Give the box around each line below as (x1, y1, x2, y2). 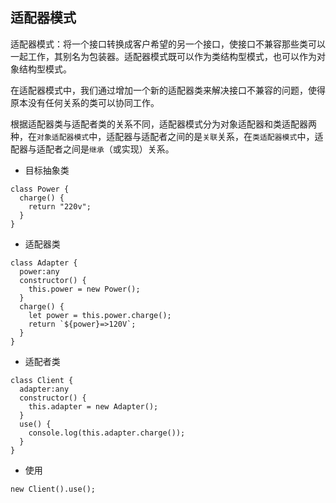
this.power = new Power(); (28, 284, 141, 294)
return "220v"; (28, 201, 92, 212)
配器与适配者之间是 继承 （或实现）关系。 (10, 143, 175, 155)
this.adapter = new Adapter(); (28, 401, 159, 412)
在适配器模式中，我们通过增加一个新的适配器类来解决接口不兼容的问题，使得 (10, 84, 326, 96)
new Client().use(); (10, 484, 97, 494)
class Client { (10, 375, 74, 385)
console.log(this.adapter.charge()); (28, 428, 186, 438)
